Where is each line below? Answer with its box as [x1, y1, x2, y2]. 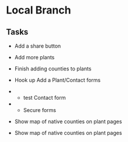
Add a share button [14, 42, 61, 49]
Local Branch [6, 4, 71, 17]
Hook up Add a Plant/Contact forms [14, 77, 101, 83]
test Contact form [23, 94, 66, 101]
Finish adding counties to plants [14, 65, 92, 72]
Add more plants [14, 54, 55, 60]
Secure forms [23, 107, 57, 113]
